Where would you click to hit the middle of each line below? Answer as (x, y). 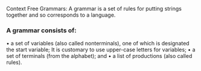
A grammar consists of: (41, 30)
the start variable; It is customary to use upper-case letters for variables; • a (101, 50)
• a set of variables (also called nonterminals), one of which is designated (98, 44)
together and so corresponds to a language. (61, 15)
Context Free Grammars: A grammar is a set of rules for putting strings (94, 9)
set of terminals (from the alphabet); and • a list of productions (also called (99, 56)
